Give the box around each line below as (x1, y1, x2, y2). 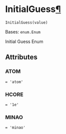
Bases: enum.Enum (5, 28, 41, 34)
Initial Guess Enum (5, 38, 43, 44)
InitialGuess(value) (5, 20, 48, 25)
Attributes (5, 53, 37, 61)
